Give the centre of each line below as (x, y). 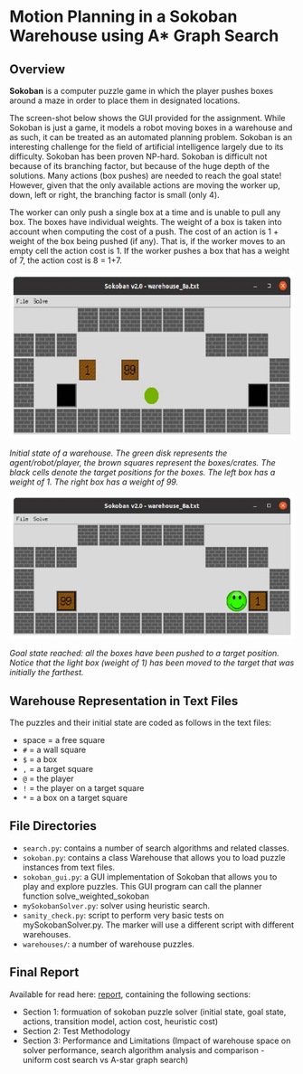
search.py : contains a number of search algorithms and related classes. (156, 848)
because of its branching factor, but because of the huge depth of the (139, 166)
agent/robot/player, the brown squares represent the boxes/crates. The (142, 462)
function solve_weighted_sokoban (86, 896)
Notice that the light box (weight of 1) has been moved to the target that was (152, 663)
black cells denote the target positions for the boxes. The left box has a (142, 472)
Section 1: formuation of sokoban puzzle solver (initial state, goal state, (154, 1012)
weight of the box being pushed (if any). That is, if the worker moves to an (147, 241)
